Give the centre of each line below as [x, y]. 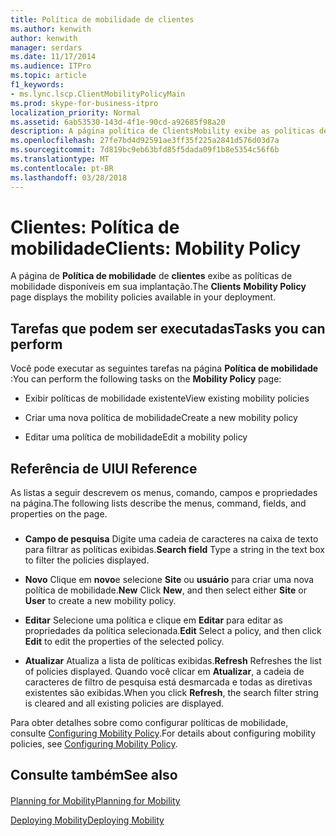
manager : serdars [46, 47]
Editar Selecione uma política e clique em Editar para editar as [153, 620]
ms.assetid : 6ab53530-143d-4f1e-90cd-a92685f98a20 [118, 122]
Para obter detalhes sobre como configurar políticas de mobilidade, [149, 722]
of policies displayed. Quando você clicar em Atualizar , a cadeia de [164, 671]
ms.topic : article [48, 76]
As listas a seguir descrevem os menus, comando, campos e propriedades [164, 493]
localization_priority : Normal [75, 112]
